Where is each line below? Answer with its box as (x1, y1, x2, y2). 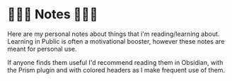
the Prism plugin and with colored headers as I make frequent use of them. (7, 66, 225, 74)
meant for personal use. (7, 44, 77, 53)
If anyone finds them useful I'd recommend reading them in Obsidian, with (7, 58, 224, 66)
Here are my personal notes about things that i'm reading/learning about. (7, 30, 220, 38)
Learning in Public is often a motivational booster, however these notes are (7, 37, 225, 45)
